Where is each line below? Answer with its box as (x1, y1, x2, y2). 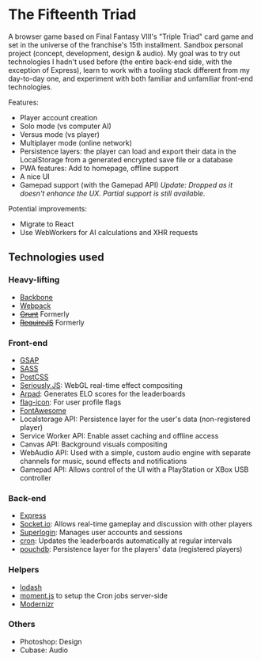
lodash (19, 582, 42, 591)
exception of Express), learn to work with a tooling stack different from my (8, 65, 251, 74)
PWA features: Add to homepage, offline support (19, 163, 180, 173)
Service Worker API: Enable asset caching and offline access (19, 431, 219, 440)
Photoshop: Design (19, 636, 82, 646)
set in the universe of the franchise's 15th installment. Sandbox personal (8, 40, 244, 49)
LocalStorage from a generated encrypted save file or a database (19, 154, 233, 164)
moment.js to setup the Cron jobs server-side (19, 591, 168, 600)
